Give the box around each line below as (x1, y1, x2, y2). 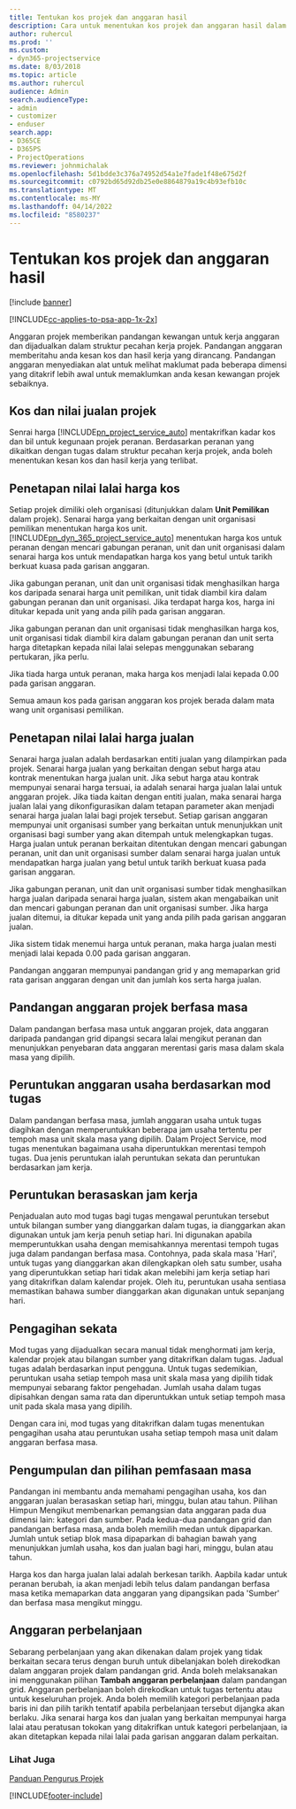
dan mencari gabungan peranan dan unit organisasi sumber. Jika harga (9, 903, 269, 912)
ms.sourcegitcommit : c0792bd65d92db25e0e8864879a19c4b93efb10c (9, 178, 247, 187)
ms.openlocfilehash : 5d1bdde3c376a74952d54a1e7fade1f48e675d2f (9, 169, 247, 178)
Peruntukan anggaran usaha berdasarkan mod (9, 1077, 271, 1093)
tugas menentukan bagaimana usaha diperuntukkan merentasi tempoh (9, 1143, 267, 1153)
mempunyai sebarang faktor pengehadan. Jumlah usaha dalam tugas (9, 1382, 262, 1393)
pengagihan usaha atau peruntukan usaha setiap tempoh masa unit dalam (9, 1428, 278, 1438)
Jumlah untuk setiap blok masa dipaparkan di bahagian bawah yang (9, 1533, 257, 1544)
